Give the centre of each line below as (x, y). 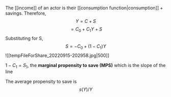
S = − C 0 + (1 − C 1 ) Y (86, 47)
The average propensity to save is (41, 82)
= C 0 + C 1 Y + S (87, 29)
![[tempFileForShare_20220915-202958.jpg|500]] (57, 55)
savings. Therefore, (26, 13)
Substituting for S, (24, 38)
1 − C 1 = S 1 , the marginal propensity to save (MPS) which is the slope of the (86, 66)
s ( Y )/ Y (86, 89)
